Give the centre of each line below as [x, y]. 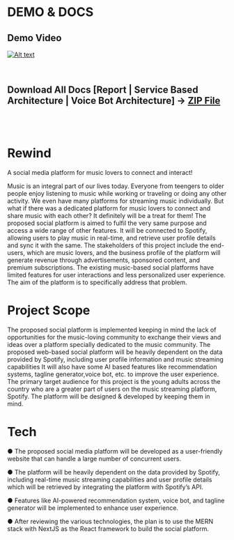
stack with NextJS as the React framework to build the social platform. [108, 529]
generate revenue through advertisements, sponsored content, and [104, 260]
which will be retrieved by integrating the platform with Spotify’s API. [105, 487]
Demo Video [34, 38]
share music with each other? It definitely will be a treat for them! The [107, 215]
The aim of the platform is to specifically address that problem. [97, 282]
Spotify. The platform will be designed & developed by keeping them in [109, 396]
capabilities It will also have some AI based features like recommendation [112, 367]
